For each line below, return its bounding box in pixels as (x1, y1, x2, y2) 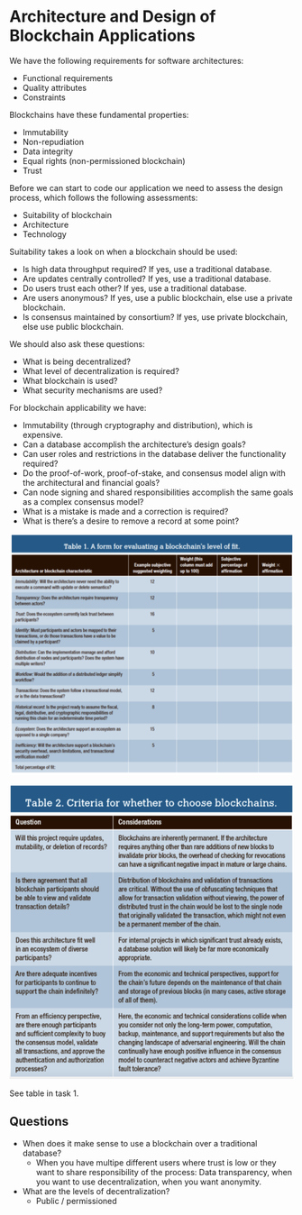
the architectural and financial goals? (22, 477, 160, 488)
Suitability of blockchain (22, 209, 113, 220)
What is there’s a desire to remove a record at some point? (22, 516, 240, 526)
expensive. (22, 429, 63, 440)
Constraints (22, 92, 66, 103)
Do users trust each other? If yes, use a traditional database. (22, 282, 248, 294)
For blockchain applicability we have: (9, 402, 147, 413)
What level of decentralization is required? (22, 365, 180, 376)
